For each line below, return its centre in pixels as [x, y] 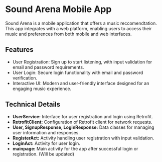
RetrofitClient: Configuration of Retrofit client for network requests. [82, 122]
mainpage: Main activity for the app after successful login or [75, 148]
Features [19, 50]
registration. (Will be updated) [43, 154]
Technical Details [33, 104]
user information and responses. [46, 132]
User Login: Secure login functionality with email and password [78, 72]
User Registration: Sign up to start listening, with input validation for [82, 62]
